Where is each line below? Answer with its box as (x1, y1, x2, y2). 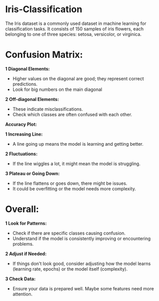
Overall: (5, 204, 39, 215)
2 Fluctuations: (5, 151, 38, 157)
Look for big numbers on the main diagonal (12, 86, 102, 92)
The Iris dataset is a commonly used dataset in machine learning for (5, 20, 146, 26)
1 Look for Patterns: (5, 220, 47, 226)
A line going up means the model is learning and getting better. (12, 141, 144, 147)
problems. (12, 241, 34, 247)
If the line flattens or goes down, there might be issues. (12, 180, 128, 186)
